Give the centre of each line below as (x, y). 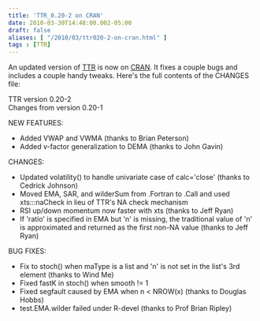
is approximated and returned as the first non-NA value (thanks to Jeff (134, 228)
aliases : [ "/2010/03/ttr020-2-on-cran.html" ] (88, 37)
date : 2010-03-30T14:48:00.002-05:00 (70, 23)
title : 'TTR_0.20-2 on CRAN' (56, 15)
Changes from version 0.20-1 (56, 108)
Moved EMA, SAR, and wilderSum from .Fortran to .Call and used (124, 194)
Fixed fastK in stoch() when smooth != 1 (84, 283)
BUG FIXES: (27, 251)
